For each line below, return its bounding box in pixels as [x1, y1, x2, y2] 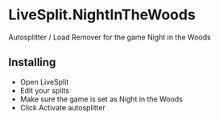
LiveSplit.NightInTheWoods [8, 6, 196, 24]
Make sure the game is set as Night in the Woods [19, 94, 184, 104]
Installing [8, 56, 56, 69]
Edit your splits [19, 85, 70, 95]
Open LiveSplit [19, 77, 69, 86]
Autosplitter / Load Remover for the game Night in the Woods [8, 32, 211, 42]
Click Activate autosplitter [19, 102, 106, 112]
